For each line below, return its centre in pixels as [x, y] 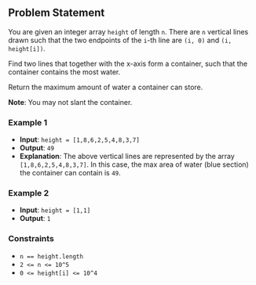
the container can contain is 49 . [70, 173]
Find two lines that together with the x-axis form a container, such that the [128, 63]
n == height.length [51, 256]
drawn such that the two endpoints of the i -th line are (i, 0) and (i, [120, 40]
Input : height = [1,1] [55, 210]
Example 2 [29, 193]
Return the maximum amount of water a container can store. [106, 87]
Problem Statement [57, 13]
